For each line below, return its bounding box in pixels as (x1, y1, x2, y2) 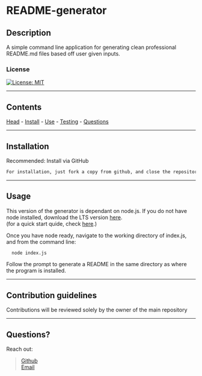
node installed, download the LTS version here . (6, 214, 123, 221)
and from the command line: (6, 238, 76, 245)
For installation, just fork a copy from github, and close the (6, 168, 171, 175)
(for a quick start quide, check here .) (6, 220, 97, 227)
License (6, 65, 30, 73)
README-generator (6, 4, 107, 18)
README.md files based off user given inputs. (6, 50, 120, 57)
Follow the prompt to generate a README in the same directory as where (6, 261, 188, 268)
